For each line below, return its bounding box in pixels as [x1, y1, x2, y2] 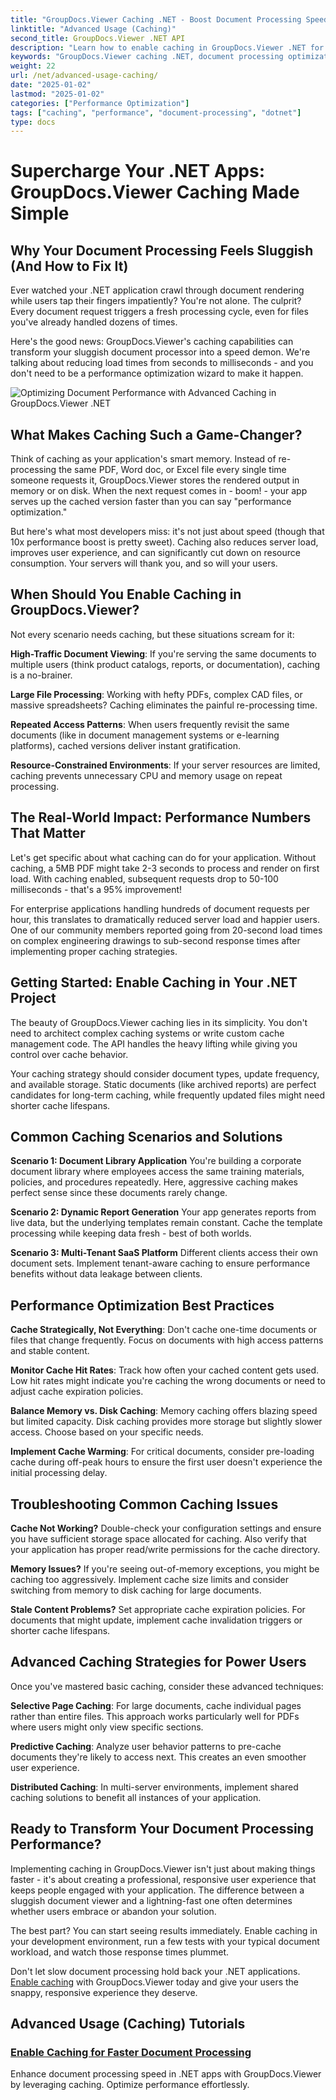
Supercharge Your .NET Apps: [10, 160, 265, 183]
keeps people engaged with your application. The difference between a [10, 1884, 305, 1896]
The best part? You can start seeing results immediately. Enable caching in [10, 1924, 318, 1936]
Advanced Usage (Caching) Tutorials [10, 2015, 246, 2032]
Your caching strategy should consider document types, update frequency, [10, 1067, 320, 1080]
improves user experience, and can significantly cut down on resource [10, 547, 301, 559]
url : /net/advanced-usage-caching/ [10, 71, 159, 81]
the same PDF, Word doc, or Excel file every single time [58, 464, 287, 476]
